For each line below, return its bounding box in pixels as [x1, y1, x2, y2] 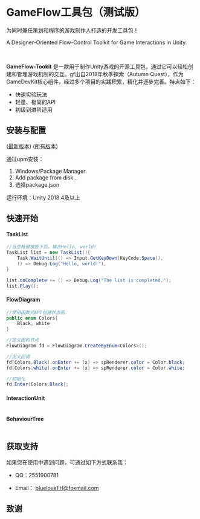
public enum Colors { [6, 315, 59, 321]
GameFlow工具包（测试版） [6, 5, 146, 19]
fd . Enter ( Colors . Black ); [6, 381, 69, 387]
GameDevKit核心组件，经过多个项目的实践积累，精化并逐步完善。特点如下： [6, 78, 196, 85]
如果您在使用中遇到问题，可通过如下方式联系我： [6, 459, 128, 466]
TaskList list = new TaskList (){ [6, 250, 91, 256]
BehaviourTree [6, 415, 44, 423]
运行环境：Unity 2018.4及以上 [6, 194, 80, 201]
